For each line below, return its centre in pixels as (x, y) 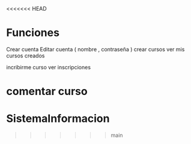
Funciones (33, 33)
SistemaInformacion (58, 119)
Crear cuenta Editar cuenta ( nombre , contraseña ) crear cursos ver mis (95, 49)
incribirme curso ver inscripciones (49, 67)
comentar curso (47, 91)
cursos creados (26, 56)
